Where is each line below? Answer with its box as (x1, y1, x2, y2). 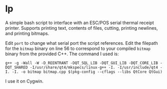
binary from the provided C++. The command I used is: (5, 51, 119, 57)
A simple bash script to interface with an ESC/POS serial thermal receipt (5, 20, 154, 26)
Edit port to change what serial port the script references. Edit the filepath (5, 40, 158, 46)
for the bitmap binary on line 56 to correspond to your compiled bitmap (5, 45, 151, 51)
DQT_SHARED (5, 65, 28, 70)
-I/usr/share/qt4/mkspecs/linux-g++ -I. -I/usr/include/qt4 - (30, 65, 163, 70)
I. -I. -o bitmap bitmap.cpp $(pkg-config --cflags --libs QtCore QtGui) (5, 69, 163, 74)
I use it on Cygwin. (5, 78, 44, 84)
